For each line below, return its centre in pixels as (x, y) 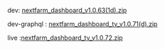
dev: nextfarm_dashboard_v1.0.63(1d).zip (67, 10)
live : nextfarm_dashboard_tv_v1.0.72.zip (65, 38)
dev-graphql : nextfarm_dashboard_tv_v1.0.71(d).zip (82, 24)
